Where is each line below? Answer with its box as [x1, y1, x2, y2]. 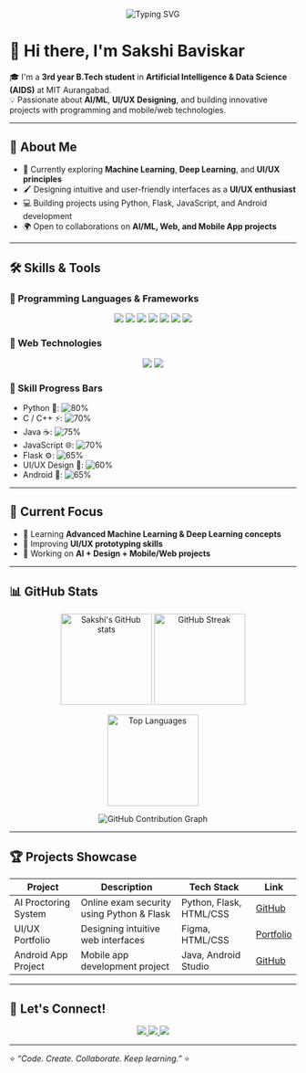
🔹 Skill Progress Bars [9, 382, 103, 394]
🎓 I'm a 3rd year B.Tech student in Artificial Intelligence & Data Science [9, 71, 288, 82]
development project [80, 960, 170, 973]
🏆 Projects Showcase [9, 849, 138, 865]
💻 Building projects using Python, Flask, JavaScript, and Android [22, 197, 268, 208]
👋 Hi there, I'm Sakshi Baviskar [9, 41, 246, 61]
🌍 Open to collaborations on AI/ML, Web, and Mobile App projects [22, 220, 277, 232]
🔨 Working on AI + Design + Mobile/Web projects [22, 548, 211, 559]
